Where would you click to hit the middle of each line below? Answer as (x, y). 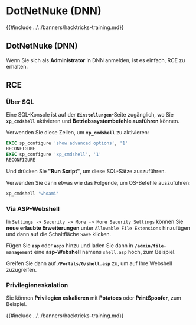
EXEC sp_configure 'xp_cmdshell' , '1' (54, 155)
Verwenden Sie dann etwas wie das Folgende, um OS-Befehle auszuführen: (98, 182)
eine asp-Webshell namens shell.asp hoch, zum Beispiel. (105, 252)
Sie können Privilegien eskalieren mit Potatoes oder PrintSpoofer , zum (94, 298)
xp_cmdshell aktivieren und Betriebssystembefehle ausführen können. (93, 121)
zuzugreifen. (22, 270)
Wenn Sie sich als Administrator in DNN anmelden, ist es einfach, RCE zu (96, 60)
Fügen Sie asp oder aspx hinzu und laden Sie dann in (70, 246)
